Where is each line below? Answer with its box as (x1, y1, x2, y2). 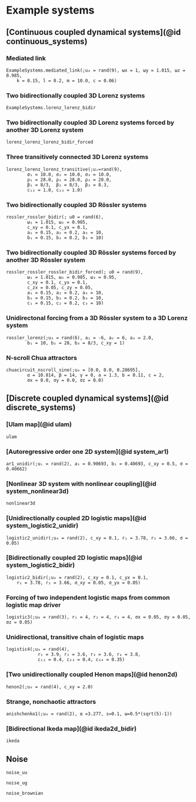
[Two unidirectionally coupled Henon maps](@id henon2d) (6, 670, 178, 678)
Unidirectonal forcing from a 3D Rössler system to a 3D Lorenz (6, 314, 188, 322)
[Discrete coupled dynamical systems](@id (6, 394, 169, 404)
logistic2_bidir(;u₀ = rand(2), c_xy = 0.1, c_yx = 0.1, (6, 574, 149, 580)
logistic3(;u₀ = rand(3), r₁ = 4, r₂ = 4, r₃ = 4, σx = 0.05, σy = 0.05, (6, 614, 191, 621)
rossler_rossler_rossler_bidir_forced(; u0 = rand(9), (6, 270, 144, 275)
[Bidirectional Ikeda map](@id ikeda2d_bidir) (6, 725, 137, 733)
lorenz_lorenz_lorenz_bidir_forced (6, 139, 94, 145)
